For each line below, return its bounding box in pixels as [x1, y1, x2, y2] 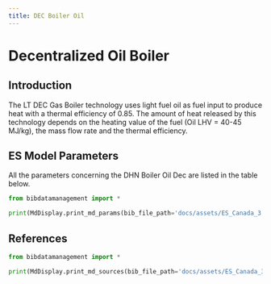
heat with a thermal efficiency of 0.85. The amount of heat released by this [8, 108, 256, 118]
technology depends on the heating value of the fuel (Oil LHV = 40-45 [8, 117, 242, 127]
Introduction [8, 78, 73, 93]
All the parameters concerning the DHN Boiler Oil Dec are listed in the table [8, 170, 258, 180]
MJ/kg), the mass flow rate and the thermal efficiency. [8, 126, 188, 136]
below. [8, 179, 31, 189]
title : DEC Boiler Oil [8, 11, 85, 20]
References [8, 232, 68, 245]
